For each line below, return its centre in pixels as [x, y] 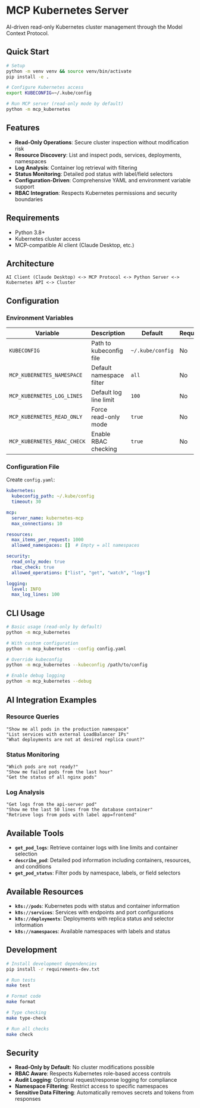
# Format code [24, 996]
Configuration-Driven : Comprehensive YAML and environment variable [103, 180]
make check [20, 1034]
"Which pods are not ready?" [42, 767]
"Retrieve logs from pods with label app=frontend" [71, 815]
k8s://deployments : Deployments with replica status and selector [94, 919]
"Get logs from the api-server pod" [51, 805]
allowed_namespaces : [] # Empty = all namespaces [76, 546]
